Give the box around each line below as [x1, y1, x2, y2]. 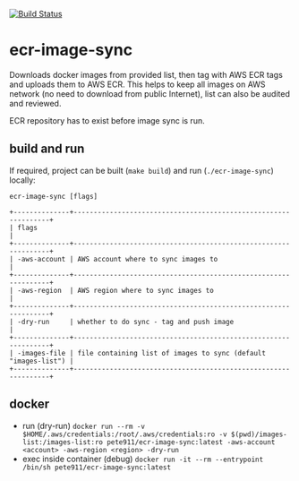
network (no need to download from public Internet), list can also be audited [9, 88, 291, 99]
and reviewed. [9, 98, 62, 108]
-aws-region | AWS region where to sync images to [17, 286, 215, 295]
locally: [9, 175, 36, 185]
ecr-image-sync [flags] [9, 192, 98, 201]
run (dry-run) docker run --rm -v [21, 420, 146, 431]
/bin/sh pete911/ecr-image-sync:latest [21, 462, 172, 472]
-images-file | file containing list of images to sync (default [17, 348, 267, 357]
